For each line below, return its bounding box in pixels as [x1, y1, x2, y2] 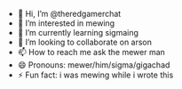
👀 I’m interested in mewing [17, 18, 115, 28]
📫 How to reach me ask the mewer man [17, 47, 166, 57]
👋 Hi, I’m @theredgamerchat [17, 9, 122, 19]
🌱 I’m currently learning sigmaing [17, 28, 139, 37]
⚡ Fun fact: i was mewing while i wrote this [17, 69, 174, 80]
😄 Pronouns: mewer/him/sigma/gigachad [17, 60, 170, 70]
